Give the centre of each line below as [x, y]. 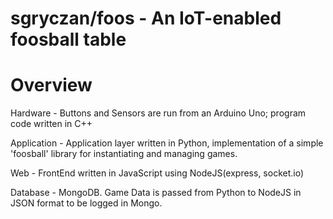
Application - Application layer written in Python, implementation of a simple [167, 143]
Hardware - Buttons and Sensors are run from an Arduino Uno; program [158, 113]
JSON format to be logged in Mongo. [86, 203]
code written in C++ [51, 124]
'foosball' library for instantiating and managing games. [124, 154]
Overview [51, 85]
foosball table [68, 39]
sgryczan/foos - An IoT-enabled [146, 18]
